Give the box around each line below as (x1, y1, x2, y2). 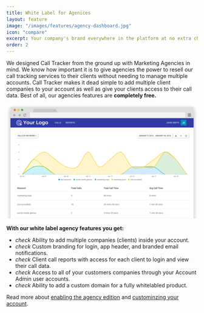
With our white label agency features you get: (6, 224, 124, 231)
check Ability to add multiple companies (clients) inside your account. (15, 236, 190, 244)
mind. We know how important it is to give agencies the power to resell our (6, 66, 193, 73)
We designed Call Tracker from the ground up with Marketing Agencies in (6, 60, 190, 66)
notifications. (15, 249, 49, 256)
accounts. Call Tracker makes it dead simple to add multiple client (6, 79, 171, 86)
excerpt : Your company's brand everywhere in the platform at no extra (6, 35, 191, 42)
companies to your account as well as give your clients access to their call (6, 85, 192, 93)
